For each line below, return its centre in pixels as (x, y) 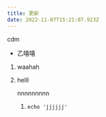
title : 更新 (23, 13)
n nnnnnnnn (33, 93)
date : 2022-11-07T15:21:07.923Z (53, 20)
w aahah (28, 67)
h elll (23, 80)
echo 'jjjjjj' (47, 107)
